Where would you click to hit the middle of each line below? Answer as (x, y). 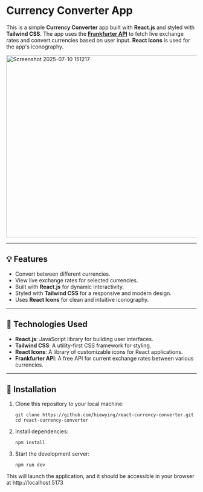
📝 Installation (31, 389)
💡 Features (27, 259)
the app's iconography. (35, 47)
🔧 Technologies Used (47, 324)
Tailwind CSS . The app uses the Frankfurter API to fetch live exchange (95, 33)
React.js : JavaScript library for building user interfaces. (84, 339)
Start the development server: (52, 454)
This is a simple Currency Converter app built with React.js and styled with (101, 27)
